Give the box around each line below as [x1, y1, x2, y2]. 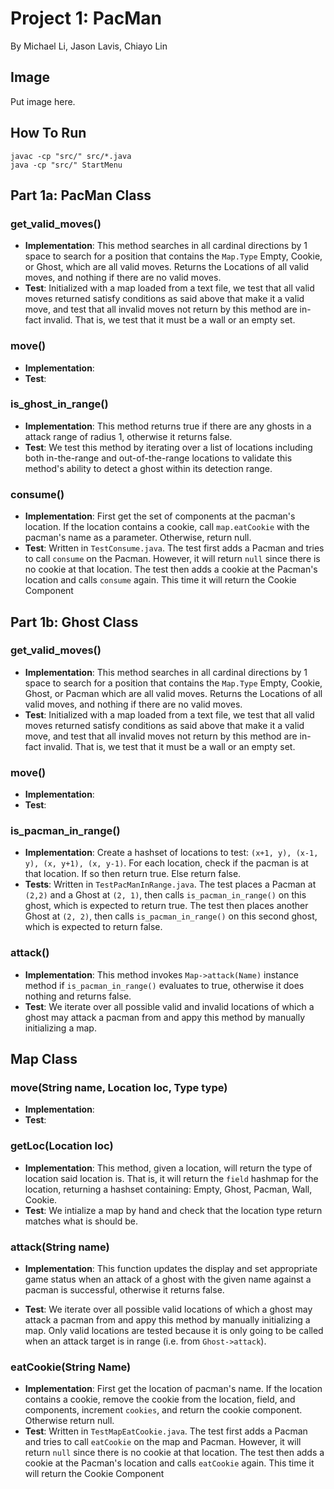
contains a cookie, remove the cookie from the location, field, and [24, 1393, 296, 1406]
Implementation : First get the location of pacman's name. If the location [24, 1383, 323, 1395]
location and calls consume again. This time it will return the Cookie [24, 574, 297, 586]
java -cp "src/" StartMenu [10, 160, 123, 170]
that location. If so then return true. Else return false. [24, 868, 242, 880]
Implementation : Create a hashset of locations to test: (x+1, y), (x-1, [24, 847, 319, 859]
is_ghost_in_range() [10, 397, 109, 411]
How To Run [10, 125, 87, 142]
